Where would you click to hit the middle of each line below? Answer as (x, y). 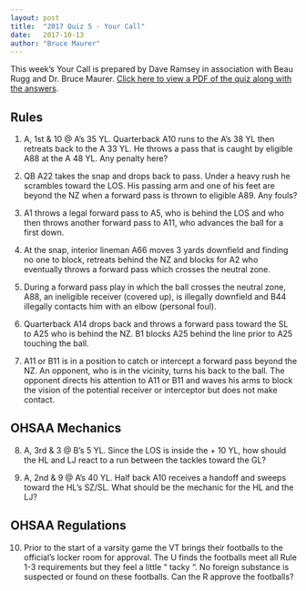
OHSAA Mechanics (66, 428)
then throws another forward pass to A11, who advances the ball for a (153, 223)
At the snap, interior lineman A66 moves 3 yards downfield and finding (156, 250)
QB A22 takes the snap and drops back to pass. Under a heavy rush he (157, 176)
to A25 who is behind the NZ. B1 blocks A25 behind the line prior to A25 (158, 334)
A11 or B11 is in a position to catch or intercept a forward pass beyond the (160, 362)
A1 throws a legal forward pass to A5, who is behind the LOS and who (154, 213)
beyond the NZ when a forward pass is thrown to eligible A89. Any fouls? (160, 196)
